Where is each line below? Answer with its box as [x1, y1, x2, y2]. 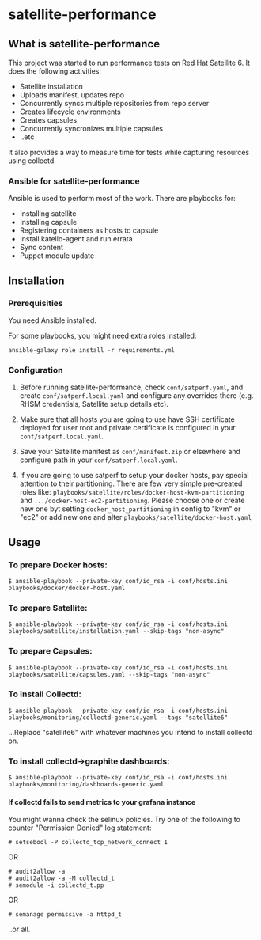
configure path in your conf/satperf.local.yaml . [19, 455, 178, 464]
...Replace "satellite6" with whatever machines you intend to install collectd [8, 727, 253, 737]
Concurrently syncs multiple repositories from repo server [19, 99, 210, 108]
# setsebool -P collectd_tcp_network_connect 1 [8, 839, 168, 847]
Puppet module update [19, 251, 95, 260]
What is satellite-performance [8, 37, 161, 51]
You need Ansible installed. [8, 315, 97, 325]
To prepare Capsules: [8, 646, 93, 657]
